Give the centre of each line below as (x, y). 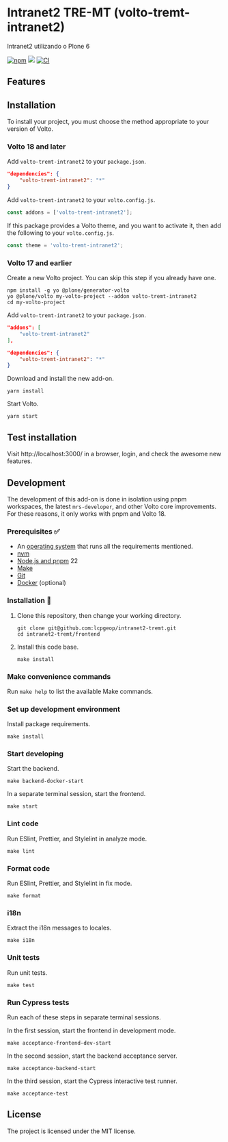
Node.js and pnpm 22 (47, 561)
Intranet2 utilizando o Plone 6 (48, 46)
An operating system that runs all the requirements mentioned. (105, 547)
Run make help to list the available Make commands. (80, 691)
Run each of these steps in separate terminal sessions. (84, 1017)
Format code (28, 868)
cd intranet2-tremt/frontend (58, 634)
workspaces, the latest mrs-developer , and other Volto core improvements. (112, 506)
